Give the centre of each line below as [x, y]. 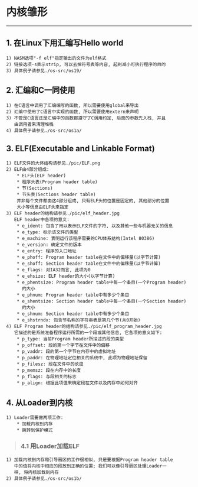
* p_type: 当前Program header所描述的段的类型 [70, 339]
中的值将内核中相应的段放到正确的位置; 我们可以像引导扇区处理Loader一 [90, 466]
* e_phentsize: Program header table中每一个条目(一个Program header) [102, 283]
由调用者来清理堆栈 [34, 124]
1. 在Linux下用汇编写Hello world [65, 43]
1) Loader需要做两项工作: [35, 418]
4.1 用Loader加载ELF [50, 446]
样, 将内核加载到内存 [36, 473]
